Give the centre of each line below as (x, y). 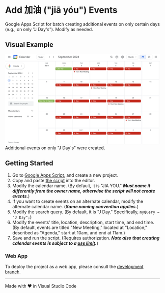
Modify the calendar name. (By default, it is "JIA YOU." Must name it (81, 186)
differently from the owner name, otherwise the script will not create (84, 191)
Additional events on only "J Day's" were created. (55, 148)
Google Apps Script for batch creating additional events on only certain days (82, 24)
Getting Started (29, 163)
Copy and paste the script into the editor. (54, 180)
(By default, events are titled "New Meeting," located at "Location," (80, 228)
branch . (13, 272)
